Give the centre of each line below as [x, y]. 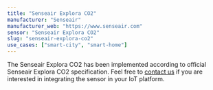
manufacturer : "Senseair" [44, 20]
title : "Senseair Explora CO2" [52, 13]
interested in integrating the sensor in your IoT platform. [86, 79]
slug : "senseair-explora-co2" [51, 39]
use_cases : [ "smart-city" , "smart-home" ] [67, 45]
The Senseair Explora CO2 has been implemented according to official [107, 64]
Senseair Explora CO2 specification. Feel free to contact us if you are [105, 72]
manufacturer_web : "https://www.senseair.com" [75, 26]
